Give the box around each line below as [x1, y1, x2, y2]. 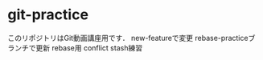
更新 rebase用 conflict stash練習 [35, 42, 142, 53]
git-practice [7, 6, 89, 24]
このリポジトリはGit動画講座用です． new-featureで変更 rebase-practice [7, 33, 249, 42]
